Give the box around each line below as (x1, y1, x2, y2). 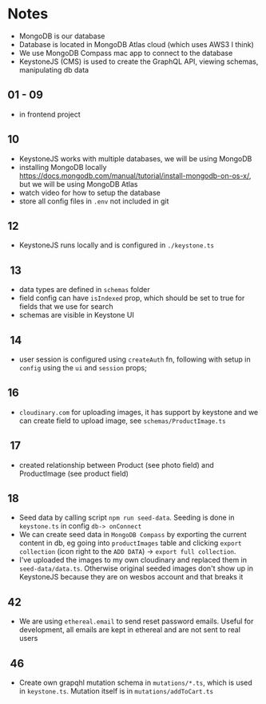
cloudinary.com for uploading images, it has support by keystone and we (18, 407, 259, 417)
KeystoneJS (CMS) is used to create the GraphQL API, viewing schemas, (18, 57, 259, 66)
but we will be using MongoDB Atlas (18, 179, 138, 188)
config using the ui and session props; (18, 363, 147, 372)
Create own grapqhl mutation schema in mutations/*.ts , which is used (18, 678, 252, 687)
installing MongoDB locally (18, 162, 107, 172)
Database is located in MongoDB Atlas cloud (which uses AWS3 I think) (18, 39, 254, 49)
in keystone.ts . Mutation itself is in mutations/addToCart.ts (18, 686, 213, 696)
